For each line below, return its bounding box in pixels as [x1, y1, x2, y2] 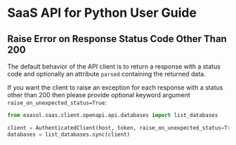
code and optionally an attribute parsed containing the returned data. [7, 70, 206, 78]
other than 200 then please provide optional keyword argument [7, 91, 191, 99]
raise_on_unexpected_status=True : [7, 98, 107, 106]
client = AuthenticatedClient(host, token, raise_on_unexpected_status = [7, 124, 225, 131]
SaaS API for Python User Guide [7, 5, 197, 21]
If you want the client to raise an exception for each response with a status [7, 83, 223, 92]
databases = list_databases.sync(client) [7, 131, 131, 138]
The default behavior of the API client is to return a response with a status [7, 62, 221, 71]
